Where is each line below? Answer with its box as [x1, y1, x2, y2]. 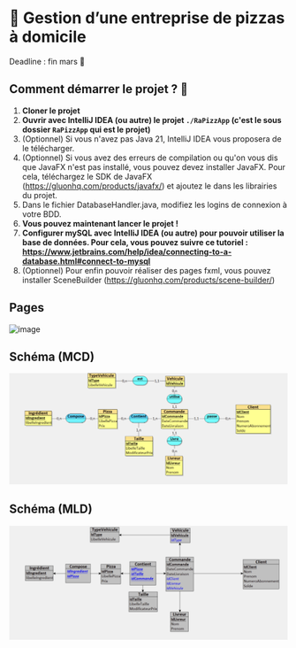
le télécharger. [21, 143, 75, 153]
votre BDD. [21, 208, 62, 220]
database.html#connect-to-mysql [21, 256, 151, 266]
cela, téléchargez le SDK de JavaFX [21, 171, 153, 181]
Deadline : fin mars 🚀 [9, 56, 86, 66]
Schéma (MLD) [9, 502, 93, 517]
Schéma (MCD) [9, 349, 95, 364]
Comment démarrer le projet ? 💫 [9, 81, 188, 96]
